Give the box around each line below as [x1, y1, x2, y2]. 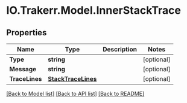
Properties [6, 28, 47, 38]
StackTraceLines [48, 75, 97, 83]
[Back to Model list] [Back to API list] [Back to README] [6, 90, 145, 97]
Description [102, 46, 138, 53]
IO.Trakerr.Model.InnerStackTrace [6, 4, 181, 17]
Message [9, 65, 37, 73]
